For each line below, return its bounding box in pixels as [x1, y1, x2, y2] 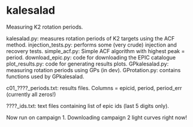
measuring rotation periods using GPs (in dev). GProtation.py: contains [6, 66, 181, 73]
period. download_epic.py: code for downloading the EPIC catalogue [6, 54, 176, 61]
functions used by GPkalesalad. [6, 73, 85, 80]
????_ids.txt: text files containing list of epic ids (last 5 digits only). [6, 102, 170, 109]
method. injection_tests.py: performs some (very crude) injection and [6, 41, 177, 48]
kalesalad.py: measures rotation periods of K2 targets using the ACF [6, 35, 175, 42]
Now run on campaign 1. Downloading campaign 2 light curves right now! [6, 114, 188, 121]
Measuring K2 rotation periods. [6, 23, 83, 30]
